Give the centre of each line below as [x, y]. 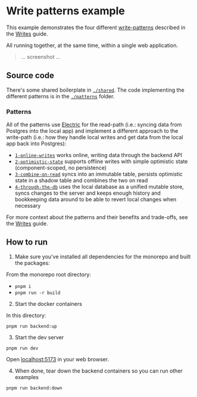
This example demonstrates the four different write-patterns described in [96, 27]
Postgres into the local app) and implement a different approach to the [92, 131]
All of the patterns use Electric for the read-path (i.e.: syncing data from [94, 125]
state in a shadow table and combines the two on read [81, 180]
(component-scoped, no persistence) [61, 168]
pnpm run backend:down [34, 388]
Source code [30, 76]
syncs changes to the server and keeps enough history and [87, 193]
